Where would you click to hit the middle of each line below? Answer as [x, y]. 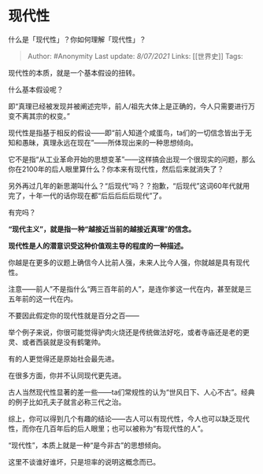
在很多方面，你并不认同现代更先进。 [67, 375]
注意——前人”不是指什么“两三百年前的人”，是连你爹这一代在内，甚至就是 [127, 288]
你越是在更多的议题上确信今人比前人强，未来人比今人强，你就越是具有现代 [129, 262]
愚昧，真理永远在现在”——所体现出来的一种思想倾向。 [110, 142]
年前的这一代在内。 [46, 299]
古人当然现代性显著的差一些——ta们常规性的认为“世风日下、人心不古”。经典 [131, 392]
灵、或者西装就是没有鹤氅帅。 [56, 342]
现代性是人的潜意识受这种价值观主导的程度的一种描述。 [98, 245]
